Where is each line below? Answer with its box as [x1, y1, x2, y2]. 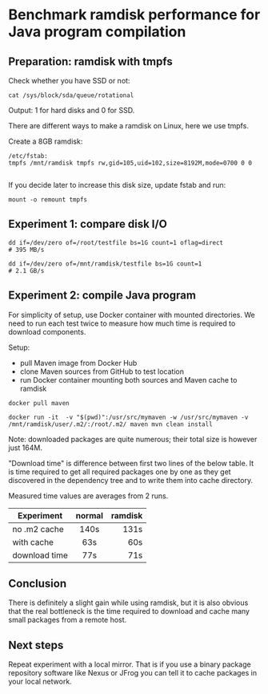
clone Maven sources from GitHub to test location [19, 367, 184, 376]
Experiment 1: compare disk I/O [8, 217, 168, 231]
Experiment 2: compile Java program [8, 289, 196, 302]
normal [75, 509, 104, 521]
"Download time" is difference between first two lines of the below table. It [8, 458, 254, 468]
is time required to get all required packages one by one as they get [8, 467, 231, 477]
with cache [12, 536, 54, 547]
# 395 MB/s [8, 246, 45, 254]
